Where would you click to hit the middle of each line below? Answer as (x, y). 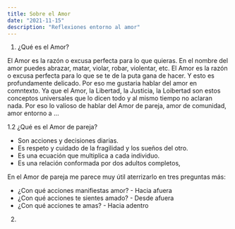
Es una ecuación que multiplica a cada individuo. (89, 155)
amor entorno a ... (33, 113)
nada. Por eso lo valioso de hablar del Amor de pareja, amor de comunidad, (117, 106)
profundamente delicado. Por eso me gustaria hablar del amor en (102, 83)
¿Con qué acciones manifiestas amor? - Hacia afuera (95, 191)
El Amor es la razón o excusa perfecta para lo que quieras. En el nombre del (117, 61)
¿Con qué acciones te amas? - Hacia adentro (83, 206)
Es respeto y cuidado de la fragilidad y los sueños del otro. (103, 148)
